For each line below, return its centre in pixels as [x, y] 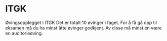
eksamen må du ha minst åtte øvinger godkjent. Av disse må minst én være [83, 27]
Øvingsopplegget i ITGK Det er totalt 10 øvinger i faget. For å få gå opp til [81, 22]
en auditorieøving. [24, 33]
